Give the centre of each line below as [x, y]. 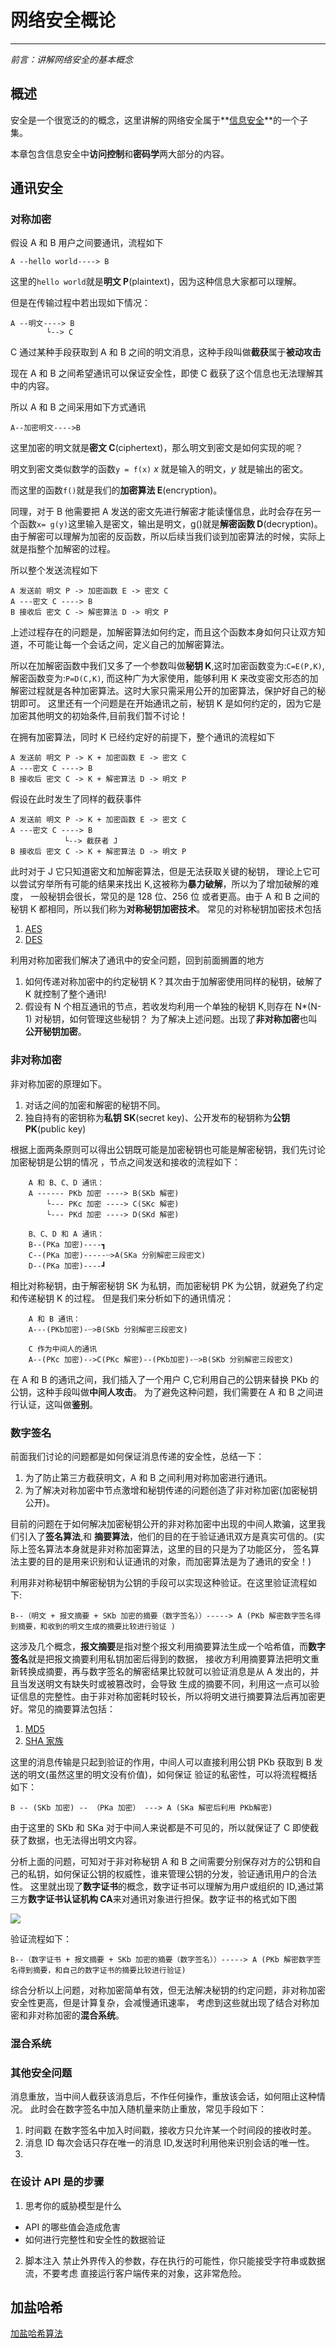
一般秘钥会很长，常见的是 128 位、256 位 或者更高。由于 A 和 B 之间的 [174, 897]
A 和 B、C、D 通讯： [66, 1182]
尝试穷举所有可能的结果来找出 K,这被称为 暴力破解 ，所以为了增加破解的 [164, 884]
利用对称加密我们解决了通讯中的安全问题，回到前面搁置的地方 [137, 960]
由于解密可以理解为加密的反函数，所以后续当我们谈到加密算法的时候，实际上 [168, 537]
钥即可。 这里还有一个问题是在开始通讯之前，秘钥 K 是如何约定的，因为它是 [166, 703]
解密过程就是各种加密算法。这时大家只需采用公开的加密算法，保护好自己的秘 [168, 691]
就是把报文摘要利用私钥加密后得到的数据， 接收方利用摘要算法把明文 [169, 1659]
